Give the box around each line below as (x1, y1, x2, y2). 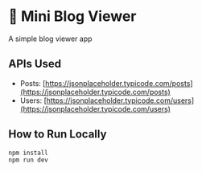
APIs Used (8, 57, 62, 71)
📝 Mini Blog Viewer (8, 7, 137, 26)
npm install (8, 149, 48, 157)
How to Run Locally (8, 128, 107, 141)
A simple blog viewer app (8, 34, 93, 43)
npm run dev (8, 156, 48, 164)
